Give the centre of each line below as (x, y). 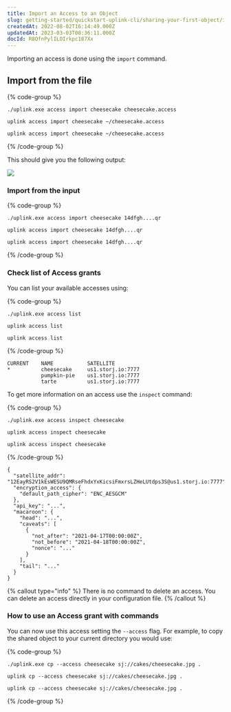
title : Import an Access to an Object (63, 13)
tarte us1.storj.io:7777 (90, 381)
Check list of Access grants (54, 273)
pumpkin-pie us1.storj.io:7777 (90, 375)
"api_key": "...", (40, 506)
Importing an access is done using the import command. (87, 59)
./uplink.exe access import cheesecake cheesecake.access (92, 109)
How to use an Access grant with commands (83, 616)
